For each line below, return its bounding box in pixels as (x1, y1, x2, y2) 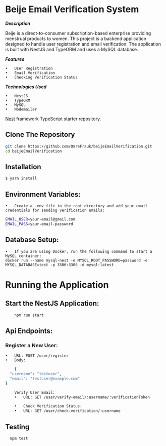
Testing (5, 422, 30, 431)
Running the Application (5, 279, 109, 290)
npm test (10, 436, 28, 441)
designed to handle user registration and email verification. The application (5, 41, 161, 47)
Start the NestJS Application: (5, 299, 99, 308)
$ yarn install (5, 176, 37, 181)
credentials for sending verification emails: (5, 208, 105, 213)
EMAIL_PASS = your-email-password (5, 221, 73, 227)
